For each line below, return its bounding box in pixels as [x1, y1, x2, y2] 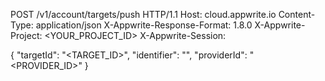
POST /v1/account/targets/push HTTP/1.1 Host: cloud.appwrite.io [10, 9, 277, 20]
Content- [278, 9, 316, 20]
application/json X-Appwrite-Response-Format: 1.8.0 [35, 19, 253, 31]
